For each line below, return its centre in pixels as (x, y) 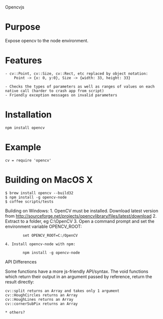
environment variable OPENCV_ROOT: (43, 226)
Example (23, 147)
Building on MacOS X (49, 180)
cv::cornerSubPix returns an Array (41, 304)
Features (24, 61)
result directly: (20, 282)
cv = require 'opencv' (28, 160)
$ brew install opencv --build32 (39, 193)
